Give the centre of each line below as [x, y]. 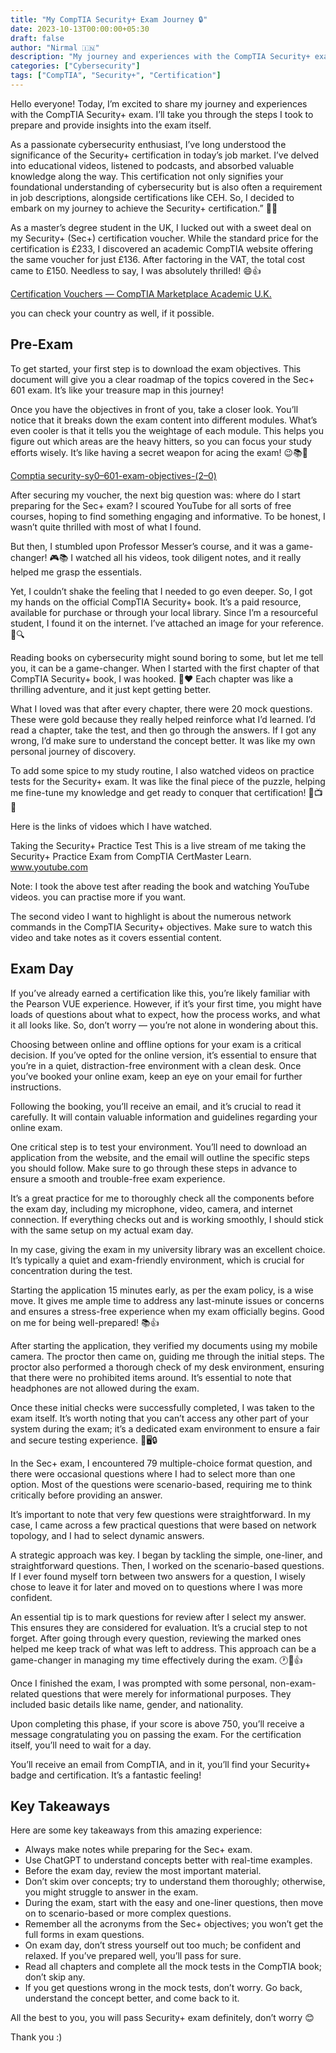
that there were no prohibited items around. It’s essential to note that [151, 1377]
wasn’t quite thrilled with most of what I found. [106, 527]
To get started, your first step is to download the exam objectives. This [156, 368]
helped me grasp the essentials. [76, 572]
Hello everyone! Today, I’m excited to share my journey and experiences [159, 103]
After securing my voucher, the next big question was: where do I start [155, 495]
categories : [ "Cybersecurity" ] [75, 66]
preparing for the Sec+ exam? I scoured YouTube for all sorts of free [151, 505]
